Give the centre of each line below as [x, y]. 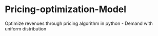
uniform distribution [26, 28]
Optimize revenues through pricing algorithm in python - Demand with [79, 23]
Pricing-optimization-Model [66, 9]
